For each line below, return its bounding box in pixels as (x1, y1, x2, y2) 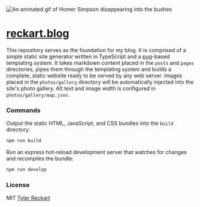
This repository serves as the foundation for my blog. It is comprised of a (6, 46, 186, 53)
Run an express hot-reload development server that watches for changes (6, 149, 187, 156)
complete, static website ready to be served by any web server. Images (6, 72, 183, 79)
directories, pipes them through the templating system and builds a (6, 65, 172, 73)
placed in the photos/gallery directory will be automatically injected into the (6, 78, 194, 85)
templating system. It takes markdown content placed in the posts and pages (6, 59, 195, 66)
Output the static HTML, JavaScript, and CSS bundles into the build (6, 120, 174, 127)
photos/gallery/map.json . (6, 91, 70, 98)
